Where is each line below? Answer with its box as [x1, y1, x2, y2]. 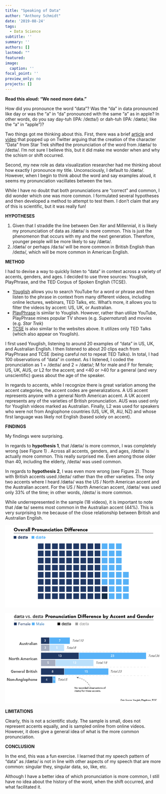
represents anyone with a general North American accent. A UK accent [5, 393, 150, 398]
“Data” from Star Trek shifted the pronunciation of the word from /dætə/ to [5, 141, 157, 147]
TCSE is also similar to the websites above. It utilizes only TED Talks [12, 325, 151, 331]
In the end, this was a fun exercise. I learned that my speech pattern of [5, 753, 150, 759]
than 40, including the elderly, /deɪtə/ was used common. [5, 458, 122, 464]
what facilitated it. [5, 784, 42, 790]
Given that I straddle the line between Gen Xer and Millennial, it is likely [12, 222, 158, 229]
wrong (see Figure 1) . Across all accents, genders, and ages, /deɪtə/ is [5, 448, 150, 454]
